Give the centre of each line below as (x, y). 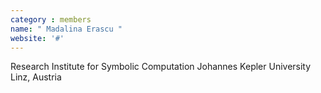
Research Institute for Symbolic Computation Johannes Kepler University (161, 67)
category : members (51, 19)
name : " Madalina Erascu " (66, 29)
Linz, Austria (36, 77)
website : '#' (37, 38)
